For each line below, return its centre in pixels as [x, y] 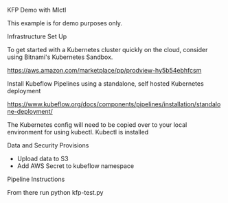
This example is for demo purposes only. [65, 23]
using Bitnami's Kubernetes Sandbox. [60, 57]
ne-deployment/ [30, 111]
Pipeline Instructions [36, 179]
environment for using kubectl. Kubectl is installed [78, 132]
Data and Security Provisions [48, 145]
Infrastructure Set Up [37, 36]
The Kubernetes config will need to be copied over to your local [97, 125]
